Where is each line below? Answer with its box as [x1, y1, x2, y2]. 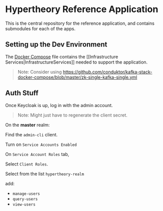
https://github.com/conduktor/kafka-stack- [63, 69, 152, 75]
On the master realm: [5, 122, 50, 128]
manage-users [12, 191, 40, 196]
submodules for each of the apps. [5, 25, 76, 31]
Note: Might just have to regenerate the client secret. [17, 112, 128, 118]
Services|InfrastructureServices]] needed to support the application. [5, 59, 148, 65]
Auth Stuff [5, 89, 39, 97]
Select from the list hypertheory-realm [5, 171, 84, 177]
